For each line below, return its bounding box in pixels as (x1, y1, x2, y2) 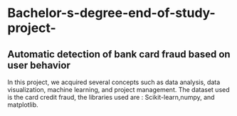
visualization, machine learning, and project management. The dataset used (7, 86, 230, 93)
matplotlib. (7, 100, 39, 109)
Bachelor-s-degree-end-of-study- (7, 5, 216, 21)
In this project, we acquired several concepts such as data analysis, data (7, 78, 221, 86)
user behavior (7, 59, 71, 71)
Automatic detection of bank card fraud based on (7, 48, 231, 60)
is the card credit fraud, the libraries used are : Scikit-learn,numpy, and (7, 93, 215, 101)
